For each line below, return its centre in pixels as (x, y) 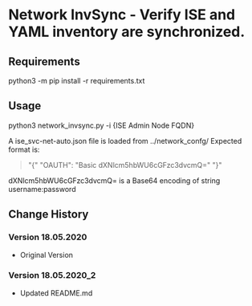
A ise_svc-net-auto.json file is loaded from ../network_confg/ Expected (125, 141)
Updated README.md (56, 293)
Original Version (47, 255)
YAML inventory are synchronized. (127, 32)
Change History (49, 214)
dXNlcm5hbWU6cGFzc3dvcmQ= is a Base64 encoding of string (114, 180)
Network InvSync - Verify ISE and (122, 15)
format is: (24, 149)
